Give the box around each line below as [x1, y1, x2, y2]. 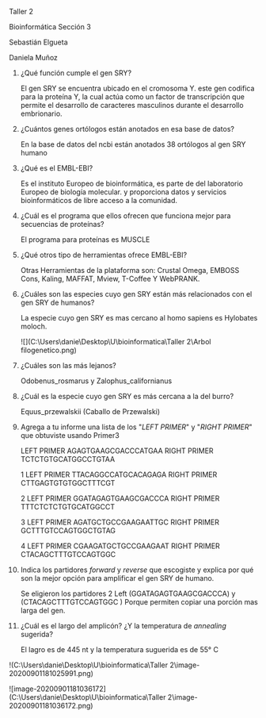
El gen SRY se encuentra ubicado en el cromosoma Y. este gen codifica [20, 83, 255, 93]
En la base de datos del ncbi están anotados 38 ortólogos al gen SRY [20, 140, 246, 149]
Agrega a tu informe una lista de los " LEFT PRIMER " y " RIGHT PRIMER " [20, 422, 253, 432]
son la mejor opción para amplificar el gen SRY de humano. [20, 574, 215, 582]
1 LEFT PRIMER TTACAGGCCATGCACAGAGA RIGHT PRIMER [20, 470, 218, 479]
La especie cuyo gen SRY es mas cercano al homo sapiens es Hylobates [20, 313, 258, 322]
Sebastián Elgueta [9, 37, 68, 47]
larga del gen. [20, 606, 66, 615]
